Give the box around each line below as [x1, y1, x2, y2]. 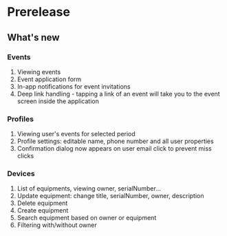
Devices [7, 169, 36, 179]
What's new [7, 32, 60, 43]
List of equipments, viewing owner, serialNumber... [17, 184, 162, 193]
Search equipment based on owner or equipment [17, 214, 157, 222]
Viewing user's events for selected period [17, 130, 136, 138]
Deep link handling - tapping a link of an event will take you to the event [17, 89, 220, 98]
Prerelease [7, 4, 71, 20]
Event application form [17, 75, 82, 83]
